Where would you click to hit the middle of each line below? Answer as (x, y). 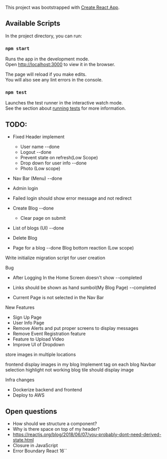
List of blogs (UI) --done (38, 228)
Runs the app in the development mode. (47, 59)
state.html (23, 440)
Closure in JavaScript (35, 446)
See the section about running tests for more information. (66, 108)
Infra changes (20, 380)
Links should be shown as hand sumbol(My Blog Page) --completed (84, 288)
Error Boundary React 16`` (40, 451)
